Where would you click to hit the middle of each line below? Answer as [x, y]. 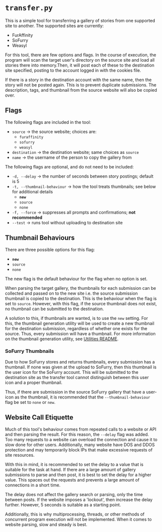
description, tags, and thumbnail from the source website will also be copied [81, 90]
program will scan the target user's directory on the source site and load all [80, 60]
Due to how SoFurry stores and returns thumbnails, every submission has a [80, 362]
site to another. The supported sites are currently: [54, 26]
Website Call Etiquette [39, 418]
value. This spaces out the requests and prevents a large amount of [72, 480]
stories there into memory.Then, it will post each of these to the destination [80, 65]
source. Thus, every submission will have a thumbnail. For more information [80, 333]
